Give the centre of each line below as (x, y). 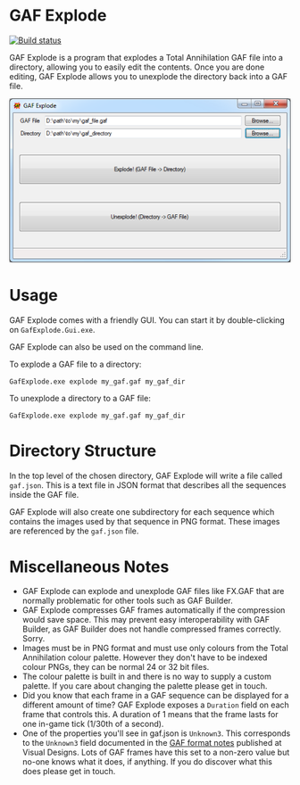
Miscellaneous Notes (89, 566)
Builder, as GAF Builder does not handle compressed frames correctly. (151, 629)
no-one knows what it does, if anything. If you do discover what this (147, 762)
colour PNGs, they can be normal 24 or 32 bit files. (116, 667)
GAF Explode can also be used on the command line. (106, 347)
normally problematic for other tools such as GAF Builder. (128, 601)
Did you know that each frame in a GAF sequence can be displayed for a (155, 696)
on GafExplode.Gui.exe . (52, 329)
